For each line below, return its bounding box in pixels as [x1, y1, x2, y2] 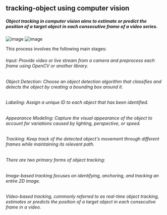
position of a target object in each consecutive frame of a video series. [6, 23, 158, 29]
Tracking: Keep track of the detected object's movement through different [6, 136, 159, 142]
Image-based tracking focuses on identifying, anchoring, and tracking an [6, 172, 159, 178]
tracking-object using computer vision [6, 4, 130, 13]
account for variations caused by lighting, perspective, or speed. [6, 120, 141, 126]
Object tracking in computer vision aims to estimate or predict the [6, 18, 147, 24]
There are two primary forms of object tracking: [6, 157, 105, 163]
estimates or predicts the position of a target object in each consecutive [6, 199, 156, 205]
